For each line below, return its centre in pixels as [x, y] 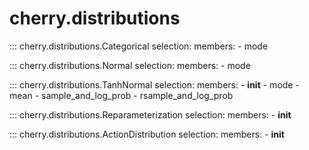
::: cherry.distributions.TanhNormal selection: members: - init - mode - [154, 84]
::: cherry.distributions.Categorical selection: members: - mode [139, 46]
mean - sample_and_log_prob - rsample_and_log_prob [121, 95]
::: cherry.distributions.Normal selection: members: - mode [130, 65]
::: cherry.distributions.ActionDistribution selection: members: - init [147, 134]
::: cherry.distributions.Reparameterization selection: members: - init [150, 114]
